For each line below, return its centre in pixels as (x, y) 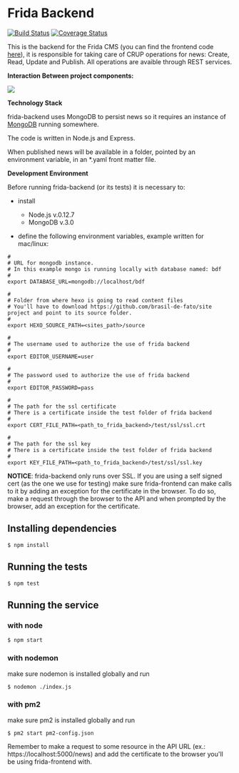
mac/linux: (33, 243)
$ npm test (24, 583)
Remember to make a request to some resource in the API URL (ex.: (106, 746)
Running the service (53, 605)
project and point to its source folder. (70, 313)
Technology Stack (35, 103)
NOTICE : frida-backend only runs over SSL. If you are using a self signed (115, 476)
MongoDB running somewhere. (53, 124)
